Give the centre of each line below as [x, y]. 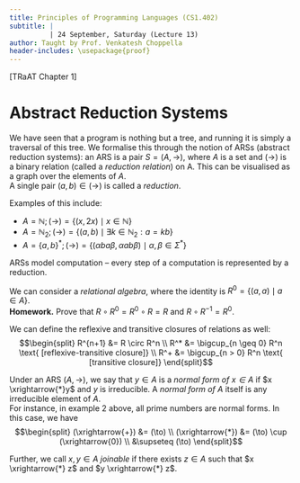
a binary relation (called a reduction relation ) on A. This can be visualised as [150, 166]
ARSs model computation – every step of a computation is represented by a [149, 263]
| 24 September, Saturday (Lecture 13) [124, 34]
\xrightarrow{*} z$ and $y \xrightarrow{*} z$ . [93, 468]
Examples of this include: [56, 203]
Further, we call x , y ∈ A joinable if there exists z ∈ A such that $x [132, 459]
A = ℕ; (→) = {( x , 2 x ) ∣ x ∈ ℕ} [77, 221]
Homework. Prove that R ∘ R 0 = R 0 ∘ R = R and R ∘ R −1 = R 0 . [122, 311]
